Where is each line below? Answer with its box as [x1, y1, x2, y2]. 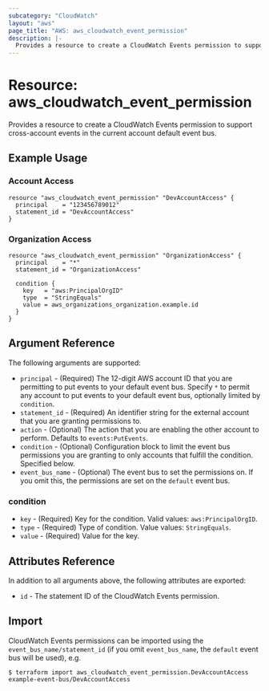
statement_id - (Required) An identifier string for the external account [19, 407, 250, 417]
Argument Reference [8, 336, 115, 350]
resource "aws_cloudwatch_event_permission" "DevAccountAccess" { [8, 193, 235, 201]
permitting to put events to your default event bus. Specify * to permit [19, 382, 251, 392]
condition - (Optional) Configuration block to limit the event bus [19, 441, 231, 451]
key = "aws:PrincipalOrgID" [22, 287, 124, 295]
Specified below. [19, 458, 75, 468]
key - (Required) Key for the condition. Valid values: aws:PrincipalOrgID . [19, 514, 258, 524]
